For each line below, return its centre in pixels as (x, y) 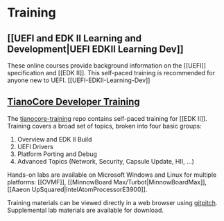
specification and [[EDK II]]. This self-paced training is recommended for (111, 73)
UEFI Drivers (35, 146)
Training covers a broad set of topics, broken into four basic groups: (105, 126)
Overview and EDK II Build (54, 139)
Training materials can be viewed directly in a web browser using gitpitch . (112, 202)
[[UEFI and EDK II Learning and (75, 38)
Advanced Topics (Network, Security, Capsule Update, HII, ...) (105, 161)
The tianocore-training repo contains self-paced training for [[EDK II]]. (107, 118)
